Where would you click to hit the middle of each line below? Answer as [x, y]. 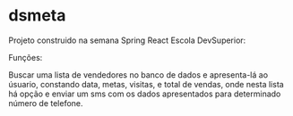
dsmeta [37, 16]
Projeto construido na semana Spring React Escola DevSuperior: [127, 40]
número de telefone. [46, 103]
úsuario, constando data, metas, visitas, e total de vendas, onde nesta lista [146, 84]
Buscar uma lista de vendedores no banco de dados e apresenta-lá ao [138, 75]
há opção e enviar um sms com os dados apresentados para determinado [145, 94]
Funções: [26, 57]
